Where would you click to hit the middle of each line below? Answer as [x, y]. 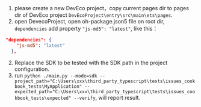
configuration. [32, 69]
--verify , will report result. [107, 97]
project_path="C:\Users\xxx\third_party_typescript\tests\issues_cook [105, 81]
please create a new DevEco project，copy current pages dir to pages [101, 8]
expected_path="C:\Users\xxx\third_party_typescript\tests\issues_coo [105, 91]
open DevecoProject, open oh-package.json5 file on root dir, [89, 21]
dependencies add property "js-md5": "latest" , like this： [86, 29]
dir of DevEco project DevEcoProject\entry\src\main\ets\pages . [93, 15]
